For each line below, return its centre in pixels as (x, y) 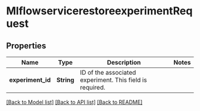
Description (124, 62)
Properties (26, 46)
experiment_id (30, 80)
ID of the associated (108, 73)
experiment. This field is (113, 80)
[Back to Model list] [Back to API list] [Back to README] (74, 102)
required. (93, 87)
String (65, 80)
